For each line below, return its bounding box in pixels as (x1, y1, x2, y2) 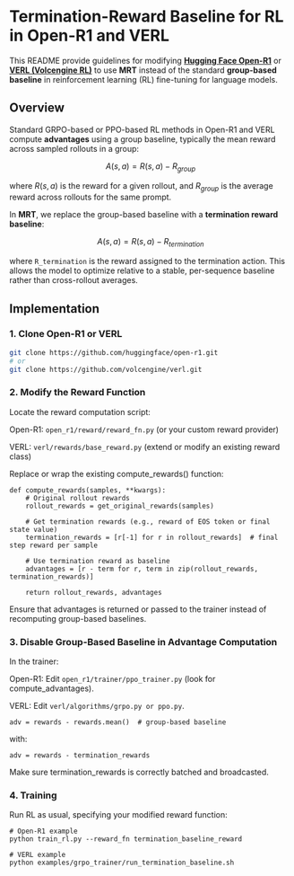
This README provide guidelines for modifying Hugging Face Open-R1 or (9, 55, 282, 66)
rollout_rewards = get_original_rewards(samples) (25, 501, 215, 510)
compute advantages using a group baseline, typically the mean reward (9, 133, 276, 145)
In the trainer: (9, 656, 59, 667)
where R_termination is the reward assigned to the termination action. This (9, 256, 285, 267)
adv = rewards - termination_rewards (9, 751, 151, 760)
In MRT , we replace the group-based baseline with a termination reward (9, 209, 279, 220)
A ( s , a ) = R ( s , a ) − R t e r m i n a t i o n (97, 236, 204, 249)
